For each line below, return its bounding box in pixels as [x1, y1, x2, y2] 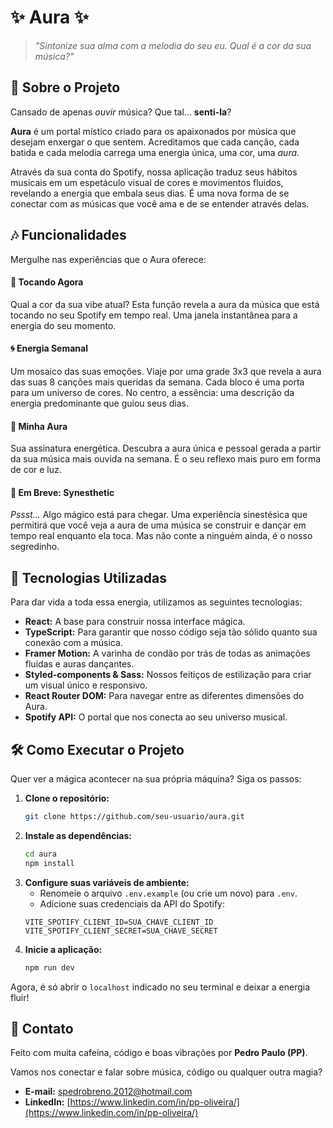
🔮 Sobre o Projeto [10, 79, 121, 96]
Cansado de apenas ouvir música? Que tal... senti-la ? [10, 106, 232, 118]
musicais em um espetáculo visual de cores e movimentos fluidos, [10, 176, 284, 188]
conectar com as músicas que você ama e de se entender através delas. [10, 197, 310, 210]
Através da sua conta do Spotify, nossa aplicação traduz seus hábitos [10, 166, 298, 178]
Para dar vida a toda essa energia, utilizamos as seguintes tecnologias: [10, 596, 303, 608]
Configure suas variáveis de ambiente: [24, 876, 190, 888]
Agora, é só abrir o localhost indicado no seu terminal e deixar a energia [10, 981, 311, 993]
